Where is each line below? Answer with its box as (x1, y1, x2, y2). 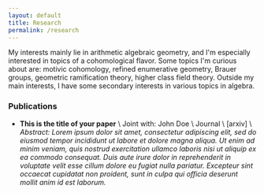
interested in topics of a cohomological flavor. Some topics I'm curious (8, 56, 237, 65)
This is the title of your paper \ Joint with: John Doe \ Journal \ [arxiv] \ (19, 119, 252, 128)
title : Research (8, 19, 61, 27)
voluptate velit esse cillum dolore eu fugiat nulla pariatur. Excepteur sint (19, 161, 254, 170)
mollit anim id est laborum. (19, 177, 106, 187)
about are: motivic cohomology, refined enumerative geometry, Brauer (8, 65, 237, 74)
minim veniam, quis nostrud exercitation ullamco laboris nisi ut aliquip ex (19, 143, 257, 154)
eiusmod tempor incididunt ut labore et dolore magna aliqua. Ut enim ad (19, 135, 255, 145)
